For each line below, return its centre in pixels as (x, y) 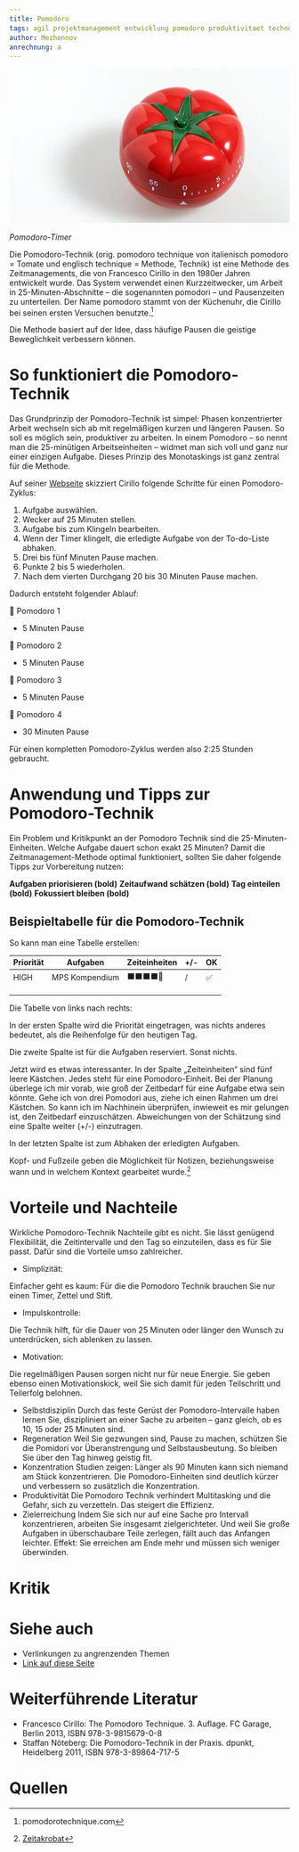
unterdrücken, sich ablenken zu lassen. (81, 1339)
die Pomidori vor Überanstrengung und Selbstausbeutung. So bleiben (149, 1447)
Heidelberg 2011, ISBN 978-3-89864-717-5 (101, 1752)
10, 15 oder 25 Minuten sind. (74, 1429)
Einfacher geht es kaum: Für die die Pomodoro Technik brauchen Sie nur (142, 1286)
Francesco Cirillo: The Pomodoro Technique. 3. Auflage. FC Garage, (147, 1724)
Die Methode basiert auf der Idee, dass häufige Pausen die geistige (133, 330)
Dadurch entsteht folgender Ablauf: (74, 594)
